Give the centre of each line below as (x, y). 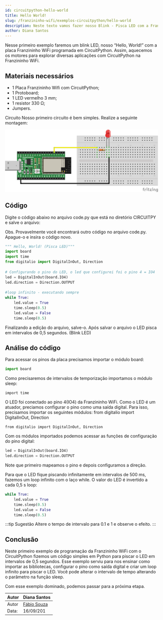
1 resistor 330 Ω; (28, 103)
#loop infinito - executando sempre (42, 293)
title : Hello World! (26, 15)
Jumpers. (22, 108)
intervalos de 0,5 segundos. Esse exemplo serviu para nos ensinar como (78, 562)
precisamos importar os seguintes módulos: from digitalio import (70, 413)
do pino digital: (20, 441)
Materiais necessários (39, 76)
